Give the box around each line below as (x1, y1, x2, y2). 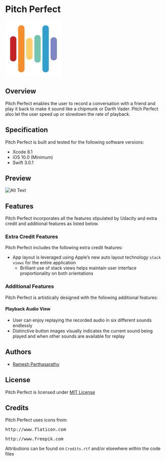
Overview (5, 87, 37, 96)
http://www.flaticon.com (5, 427, 66, 432)
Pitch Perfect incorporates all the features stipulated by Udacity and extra (5, 215, 157, 221)
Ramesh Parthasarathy (12, 361, 60, 367)
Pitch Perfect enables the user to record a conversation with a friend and (5, 100, 155, 106)
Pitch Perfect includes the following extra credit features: (5, 245, 123, 251)
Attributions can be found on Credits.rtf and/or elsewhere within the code (5, 445, 161, 451)
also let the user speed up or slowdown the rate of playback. (5, 111, 130, 117)
